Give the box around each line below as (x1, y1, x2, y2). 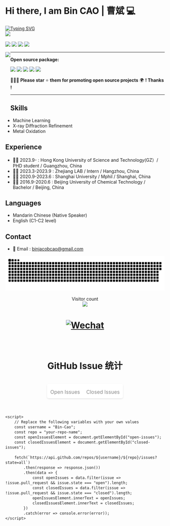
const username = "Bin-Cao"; (14, 425, 76, 430)
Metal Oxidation (12, 128, 46, 134)
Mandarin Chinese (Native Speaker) (12, 212, 88, 219)
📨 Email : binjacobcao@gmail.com (12, 246, 83, 252)
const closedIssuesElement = (14, 440, 76, 445)
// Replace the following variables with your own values (14, 419, 139, 425)
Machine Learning (12, 117, 51, 123)
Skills (10, 104, 28, 113)
